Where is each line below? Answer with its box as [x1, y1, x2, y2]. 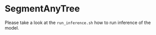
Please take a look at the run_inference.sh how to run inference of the [5, 19, 151, 25]
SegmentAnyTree [5, 3, 80, 14]
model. [5, 24, 19, 30]
